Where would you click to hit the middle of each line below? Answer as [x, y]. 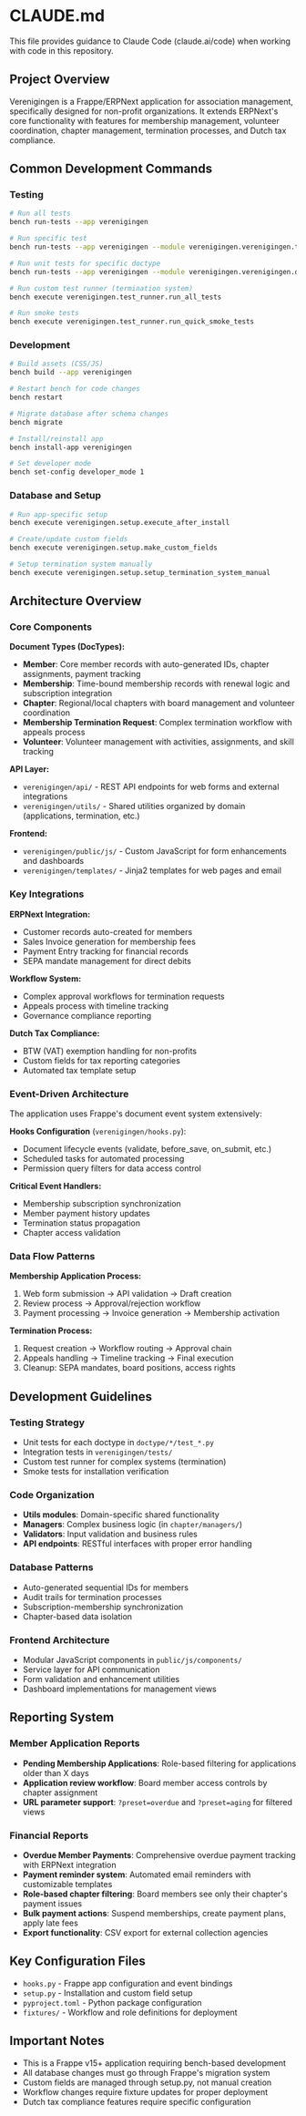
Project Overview [60, 80]
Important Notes [57, 2041]
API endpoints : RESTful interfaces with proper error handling [137, 1544]
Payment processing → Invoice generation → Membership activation [151, 1313]
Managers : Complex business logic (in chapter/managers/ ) [133, 1525]
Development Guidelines [81, 1397]
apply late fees [51, 1923]
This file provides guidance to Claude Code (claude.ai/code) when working [150, 41]
